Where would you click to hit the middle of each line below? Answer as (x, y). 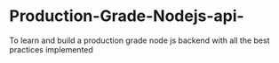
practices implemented (51, 49)
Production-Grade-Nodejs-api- (127, 16)
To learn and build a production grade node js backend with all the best (139, 40)
